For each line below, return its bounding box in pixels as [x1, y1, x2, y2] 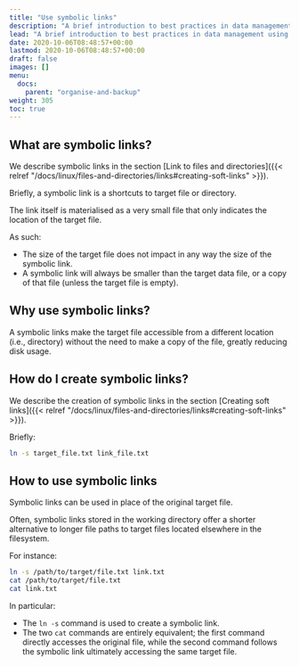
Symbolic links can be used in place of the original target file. [9, 497, 233, 508]
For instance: [9, 550, 58, 562]
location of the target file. [9, 215, 102, 226]
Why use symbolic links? [9, 303, 150, 318]
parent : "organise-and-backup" [25, 87, 141, 96]
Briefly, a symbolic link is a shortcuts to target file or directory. [9, 188, 238, 199]
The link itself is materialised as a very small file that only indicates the [9, 205, 268, 216]
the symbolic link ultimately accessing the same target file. [21, 646, 238, 656]
